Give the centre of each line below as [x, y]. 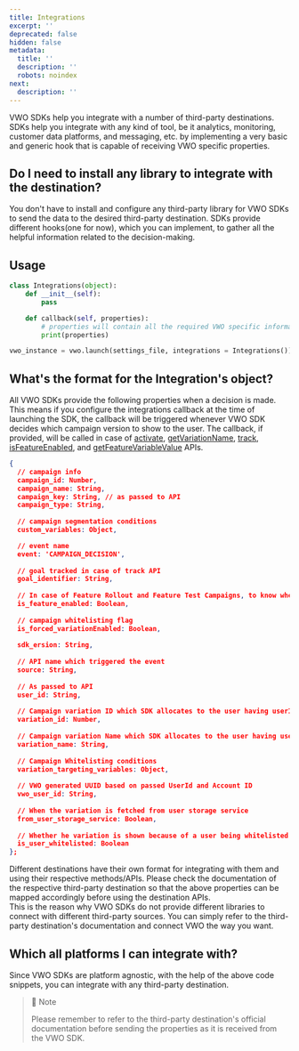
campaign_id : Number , [57, 480]
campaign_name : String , [61, 489]
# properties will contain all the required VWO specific [151, 327]
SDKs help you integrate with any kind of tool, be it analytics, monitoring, [142, 126]
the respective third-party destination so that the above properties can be [144, 888]
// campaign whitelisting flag [75, 620]
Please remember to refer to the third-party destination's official [149, 1019]
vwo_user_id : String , [57, 794]
